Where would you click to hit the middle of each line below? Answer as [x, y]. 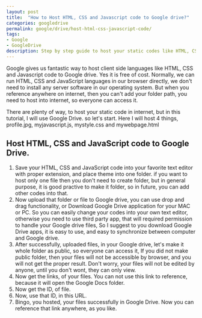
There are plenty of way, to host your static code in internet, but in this [93, 111]
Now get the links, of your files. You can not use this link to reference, [101, 276]
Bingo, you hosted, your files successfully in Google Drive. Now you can [104, 302]
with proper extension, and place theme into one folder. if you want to [101, 174]
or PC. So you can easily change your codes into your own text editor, [101, 212]
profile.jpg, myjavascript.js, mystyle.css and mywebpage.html [83, 125]
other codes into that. [41, 193]
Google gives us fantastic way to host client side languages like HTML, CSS [100, 68]
